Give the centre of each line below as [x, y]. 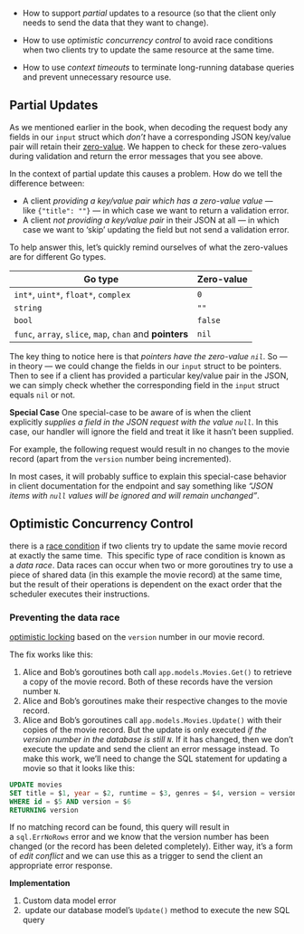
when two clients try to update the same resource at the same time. [148, 50]
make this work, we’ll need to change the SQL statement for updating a [155, 758]
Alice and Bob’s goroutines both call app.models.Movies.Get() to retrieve [157, 672]
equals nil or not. [42, 395]
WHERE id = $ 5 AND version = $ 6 [70, 801]
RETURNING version [44, 810]
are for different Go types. [58, 256]
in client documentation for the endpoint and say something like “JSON [141, 486]
